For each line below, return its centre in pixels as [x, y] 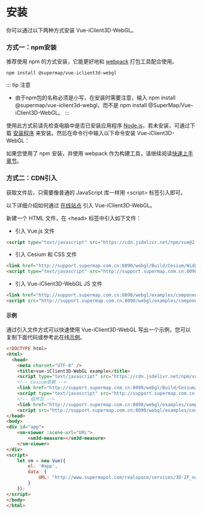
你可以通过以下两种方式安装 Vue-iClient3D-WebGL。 [72, 30]
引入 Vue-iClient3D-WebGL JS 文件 [59, 284]
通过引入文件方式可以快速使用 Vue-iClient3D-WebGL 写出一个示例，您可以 [99, 330]
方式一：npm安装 [32, 47]
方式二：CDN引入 [32, 178]
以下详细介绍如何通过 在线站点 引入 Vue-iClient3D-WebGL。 [81, 205]
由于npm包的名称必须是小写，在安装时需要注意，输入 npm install [95, 98]
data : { [37, 472]
